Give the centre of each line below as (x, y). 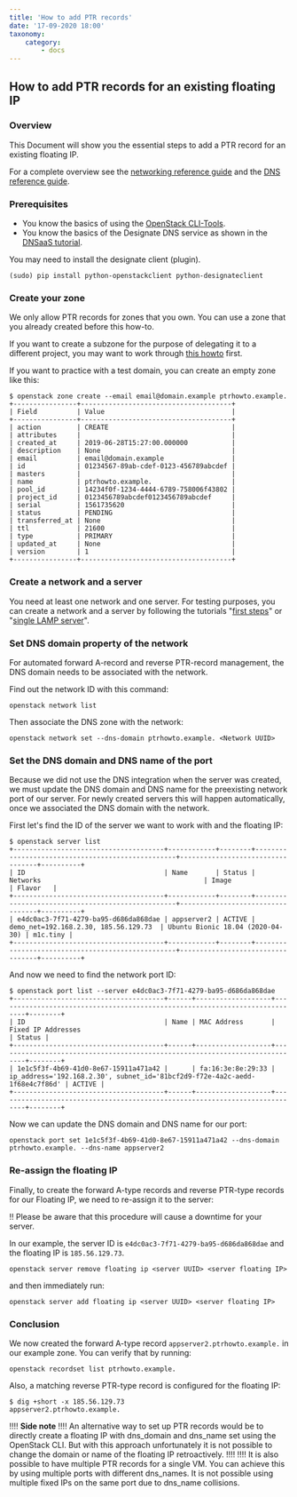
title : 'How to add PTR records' (71, 17)
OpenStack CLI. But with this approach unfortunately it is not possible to (141, 1445)
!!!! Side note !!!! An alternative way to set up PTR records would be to (137, 1426)
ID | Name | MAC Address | (146, 1023)
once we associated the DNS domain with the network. (109, 808)
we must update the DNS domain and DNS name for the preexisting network (148, 789)
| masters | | (123, 474)
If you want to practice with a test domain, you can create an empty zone (143, 370)
